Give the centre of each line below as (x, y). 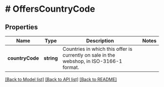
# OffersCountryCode (50, 9)
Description (100, 41)
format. (71, 67)
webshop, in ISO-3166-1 (92, 61)
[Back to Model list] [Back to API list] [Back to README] (61, 79)
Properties (21, 27)
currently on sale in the (89, 55)
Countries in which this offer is (98, 49)
